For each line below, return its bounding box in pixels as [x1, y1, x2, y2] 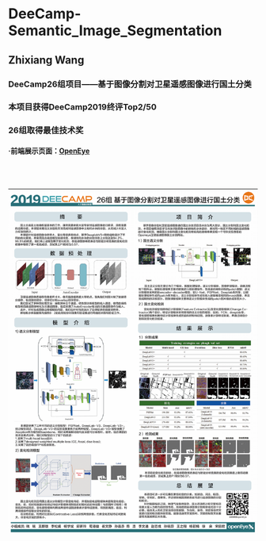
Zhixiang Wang [8, 53, 85, 67]
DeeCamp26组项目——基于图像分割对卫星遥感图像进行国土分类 [8, 79, 252, 90]
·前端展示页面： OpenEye [8, 146, 90, 155]
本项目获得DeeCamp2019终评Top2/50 [8, 102, 157, 113]
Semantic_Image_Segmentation [8, 21, 222, 40]
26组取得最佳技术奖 [8, 125, 84, 136]
